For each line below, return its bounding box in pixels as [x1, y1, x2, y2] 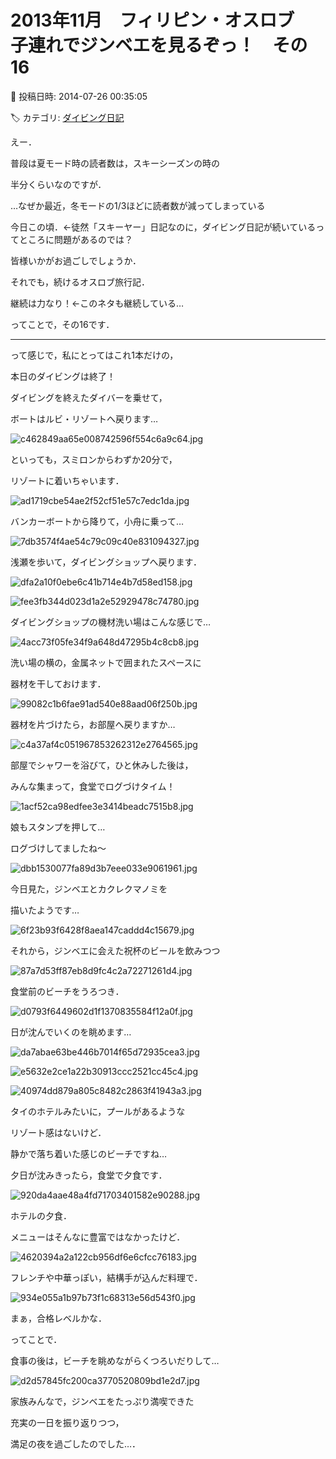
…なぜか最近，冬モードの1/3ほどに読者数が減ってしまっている [10, 199, 266, 211]
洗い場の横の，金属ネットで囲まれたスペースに [10, 656, 202, 668]
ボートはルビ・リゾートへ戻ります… [10, 412, 159, 425]
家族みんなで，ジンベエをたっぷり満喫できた [10, 1395, 195, 1407]
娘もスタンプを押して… [10, 821, 106, 833]
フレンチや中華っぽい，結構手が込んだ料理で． [10, 1271, 203, 1283]
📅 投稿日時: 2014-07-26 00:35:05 [10, 90, 148, 102]
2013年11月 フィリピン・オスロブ [10, 9, 295, 32]
